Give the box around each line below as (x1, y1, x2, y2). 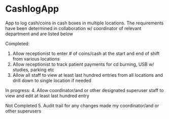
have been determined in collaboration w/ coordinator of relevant (5, 25, 142, 31)
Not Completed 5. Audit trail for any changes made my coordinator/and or (5, 102, 159, 108)
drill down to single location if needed (12, 77, 91, 83)
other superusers (5, 108, 42, 114)
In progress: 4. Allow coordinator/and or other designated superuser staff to (5, 87, 164, 93)
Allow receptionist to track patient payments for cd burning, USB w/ (12, 61, 154, 67)
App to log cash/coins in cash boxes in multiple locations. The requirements (5, 20, 164, 26)
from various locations (12, 55, 60, 62)
